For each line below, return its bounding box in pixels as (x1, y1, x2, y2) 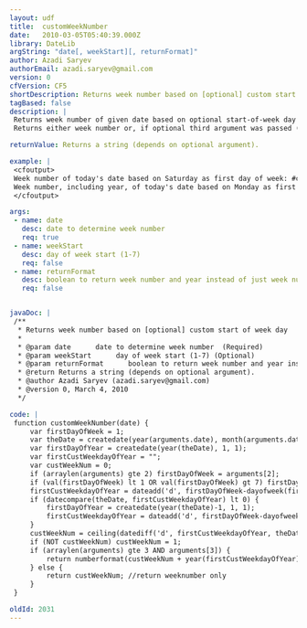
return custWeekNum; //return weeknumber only (46, 571, 227, 580)
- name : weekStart (13, 241, 84, 250)
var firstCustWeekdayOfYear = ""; (29, 452, 162, 462)
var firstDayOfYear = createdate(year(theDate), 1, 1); (29, 444, 248, 453)
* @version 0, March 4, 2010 (17, 385, 129, 394)
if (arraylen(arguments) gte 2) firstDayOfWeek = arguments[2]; (29, 469, 281, 478)
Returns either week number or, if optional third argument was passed (13, 124, 292, 133)
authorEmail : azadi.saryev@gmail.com (9, 65, 153, 74)
